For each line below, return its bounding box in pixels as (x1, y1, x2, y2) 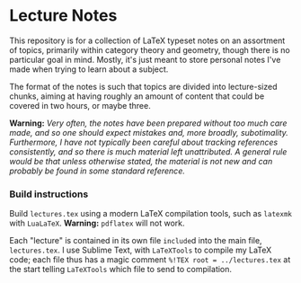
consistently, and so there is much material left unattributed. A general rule (9, 146, 288, 157)
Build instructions (9, 188, 89, 200)
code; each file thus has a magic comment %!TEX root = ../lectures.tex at (9, 254, 291, 265)
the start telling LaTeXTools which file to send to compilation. (9, 264, 232, 275)
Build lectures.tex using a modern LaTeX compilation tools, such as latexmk (9, 208, 292, 219)
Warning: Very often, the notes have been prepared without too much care (9, 118, 288, 128)
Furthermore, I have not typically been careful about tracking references (9, 137, 279, 147)
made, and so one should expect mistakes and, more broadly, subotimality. (9, 127, 289, 137)
